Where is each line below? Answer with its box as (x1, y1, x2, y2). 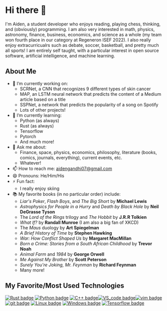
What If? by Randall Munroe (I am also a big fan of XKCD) (19, 219, 139, 225)
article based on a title (19, 96, 66, 102)
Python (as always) (19, 117, 60, 124)
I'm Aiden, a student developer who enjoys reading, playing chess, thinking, (5, 21, 161, 27)
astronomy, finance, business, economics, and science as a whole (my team (5, 31, 162, 37)
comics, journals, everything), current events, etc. (19, 155, 122, 160)
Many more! (19, 267, 45, 273)
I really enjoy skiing (19, 185, 60, 191)
